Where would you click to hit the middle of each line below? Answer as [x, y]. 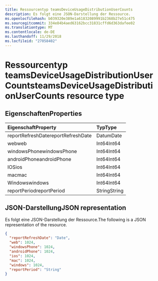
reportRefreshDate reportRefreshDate [50, 135]
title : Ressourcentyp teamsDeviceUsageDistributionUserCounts [69, 9]
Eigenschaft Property [32, 127]
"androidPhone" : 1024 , [32, 252]
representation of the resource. [36, 225]
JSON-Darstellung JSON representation [66, 208]
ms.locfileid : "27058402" [31, 41]
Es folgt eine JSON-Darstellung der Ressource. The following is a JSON [76, 219]
